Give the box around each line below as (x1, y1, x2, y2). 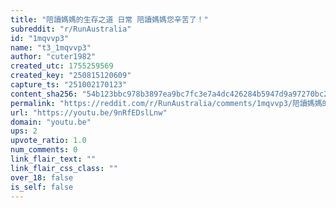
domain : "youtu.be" (10, 117, 92, 127)
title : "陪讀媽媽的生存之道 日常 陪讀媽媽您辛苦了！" (10, 14, 209, 25)
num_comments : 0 (10, 145, 78, 155)
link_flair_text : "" (10, 154, 97, 164)
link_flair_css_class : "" (10, 163, 118, 173)
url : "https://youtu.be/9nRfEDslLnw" (10, 107, 168, 118)
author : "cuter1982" (10, 52, 97, 62)
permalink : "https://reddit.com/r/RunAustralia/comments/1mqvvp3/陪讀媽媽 (10, 98, 323, 108)
